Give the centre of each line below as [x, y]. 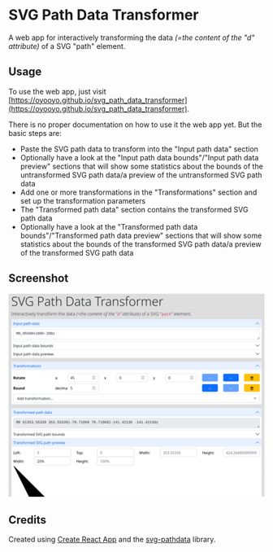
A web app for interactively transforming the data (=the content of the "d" [132, 37]
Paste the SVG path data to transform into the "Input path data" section [139, 149]
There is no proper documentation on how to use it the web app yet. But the [135, 125]
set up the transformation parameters [83, 200]
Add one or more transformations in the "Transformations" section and [139, 192]
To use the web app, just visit [58, 91]
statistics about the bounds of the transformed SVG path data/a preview [141, 244]
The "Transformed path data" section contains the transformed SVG [134, 209]
